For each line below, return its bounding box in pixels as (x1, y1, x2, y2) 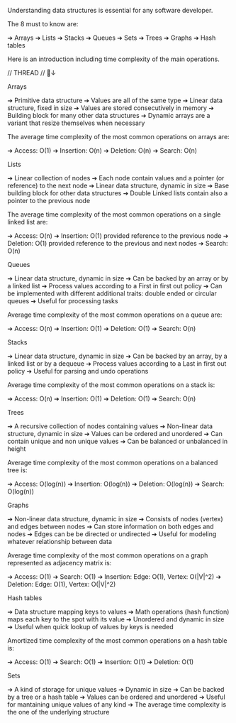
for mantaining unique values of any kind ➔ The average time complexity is (7, 700, 227, 709)
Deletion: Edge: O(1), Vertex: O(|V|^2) (7, 580, 116, 588)
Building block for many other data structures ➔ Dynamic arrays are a (7, 112, 210, 119)
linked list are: (7, 218, 48, 226)
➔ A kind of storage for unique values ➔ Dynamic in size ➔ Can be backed (7, 685, 225, 693)
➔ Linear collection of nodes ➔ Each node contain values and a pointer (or (7, 174, 225, 182)
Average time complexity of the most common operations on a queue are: (7, 310, 223, 319)
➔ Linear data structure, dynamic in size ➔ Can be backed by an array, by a (7, 352, 228, 360)
